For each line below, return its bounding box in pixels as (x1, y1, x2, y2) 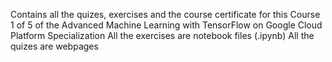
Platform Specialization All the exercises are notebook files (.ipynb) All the (10, 30, 315, 41)
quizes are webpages (10, 40, 99, 52)
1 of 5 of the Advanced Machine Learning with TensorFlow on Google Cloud (10, 19, 323, 31)
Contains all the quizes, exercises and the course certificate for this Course (10, 9, 321, 20)
